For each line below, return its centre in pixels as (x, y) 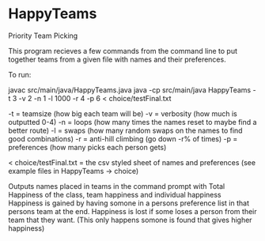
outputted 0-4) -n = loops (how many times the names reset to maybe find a (132, 122)
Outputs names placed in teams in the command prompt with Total (117, 186)
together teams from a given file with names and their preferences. (117, 59)
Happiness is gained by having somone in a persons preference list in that (129, 203)
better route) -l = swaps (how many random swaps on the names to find (125, 130)
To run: (20, 74)
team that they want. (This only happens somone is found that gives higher (130, 220)
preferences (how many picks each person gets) (87, 147)
